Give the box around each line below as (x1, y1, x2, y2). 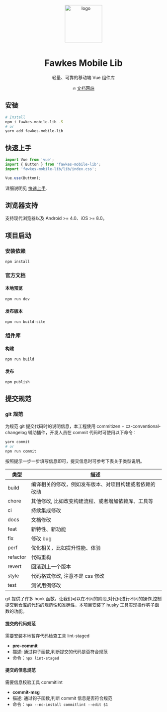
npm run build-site (5, 319, 46, 324)
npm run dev (5, 297, 30, 302)
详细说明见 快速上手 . (5, 185, 47, 191)
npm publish (5, 380, 30, 385)
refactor (7, 554, 26, 561)
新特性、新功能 (31, 526, 66, 533)
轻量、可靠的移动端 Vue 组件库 (52, 74, 115, 80)
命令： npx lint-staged (12, 655, 60, 661)
